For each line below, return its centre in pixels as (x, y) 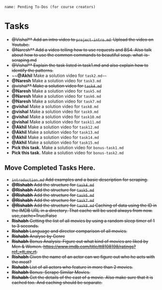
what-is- (141, 55)
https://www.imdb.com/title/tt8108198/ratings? (89, 246)
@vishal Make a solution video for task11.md (56, 122)
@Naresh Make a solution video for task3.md (56, 80)
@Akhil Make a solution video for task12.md (55, 127)
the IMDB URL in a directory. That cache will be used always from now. (82, 210)
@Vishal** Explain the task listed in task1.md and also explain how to (80, 65)
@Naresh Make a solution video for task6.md (56, 96)
